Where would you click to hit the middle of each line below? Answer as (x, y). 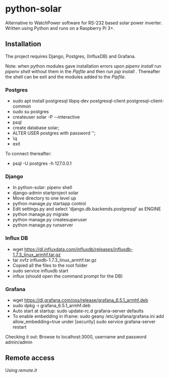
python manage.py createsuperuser (50, 220)
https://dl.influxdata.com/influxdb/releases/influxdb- (79, 249)
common (22, 106)
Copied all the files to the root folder (50, 265)
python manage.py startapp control (49, 204)
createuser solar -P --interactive (46, 117)
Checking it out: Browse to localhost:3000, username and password (76, 337)
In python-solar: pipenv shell (42, 187)
